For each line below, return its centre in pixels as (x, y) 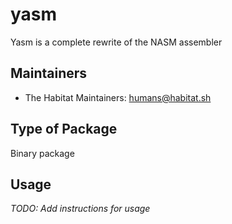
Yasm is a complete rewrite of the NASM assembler (116, 42)
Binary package (42, 153)
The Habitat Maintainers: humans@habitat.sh (118, 97)
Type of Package (64, 129)
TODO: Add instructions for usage (80, 209)
